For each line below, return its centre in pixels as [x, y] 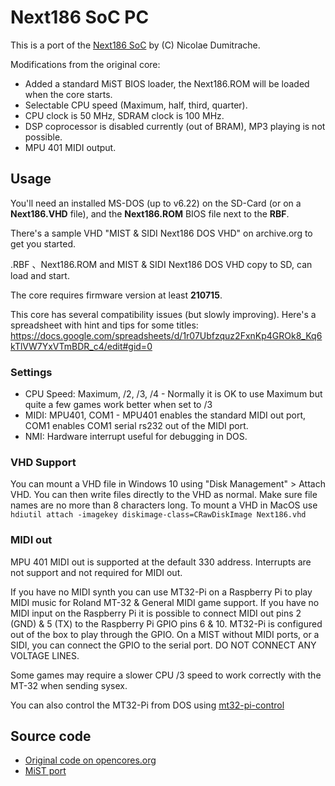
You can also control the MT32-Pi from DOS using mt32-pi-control [147, 705]
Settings [31, 372]
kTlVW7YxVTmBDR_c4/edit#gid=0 [81, 346]
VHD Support [43, 462]
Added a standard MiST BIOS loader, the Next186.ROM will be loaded [167, 83]
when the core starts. [68, 94]
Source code [51, 736]
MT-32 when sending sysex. [69, 685]
